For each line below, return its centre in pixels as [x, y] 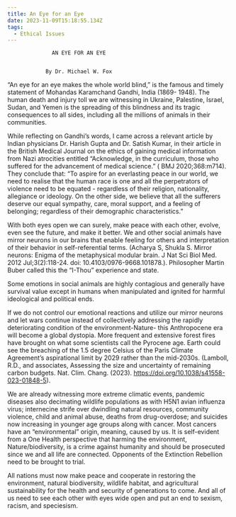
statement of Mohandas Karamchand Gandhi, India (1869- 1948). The [109, 92]
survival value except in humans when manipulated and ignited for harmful [116, 292]
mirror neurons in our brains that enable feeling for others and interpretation [118, 240]
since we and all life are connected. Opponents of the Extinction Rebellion [115, 455]
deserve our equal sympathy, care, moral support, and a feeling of [104, 204]
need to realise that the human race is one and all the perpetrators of [108, 181]
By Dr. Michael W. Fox [79, 72]
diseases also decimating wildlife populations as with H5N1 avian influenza [116, 402]
